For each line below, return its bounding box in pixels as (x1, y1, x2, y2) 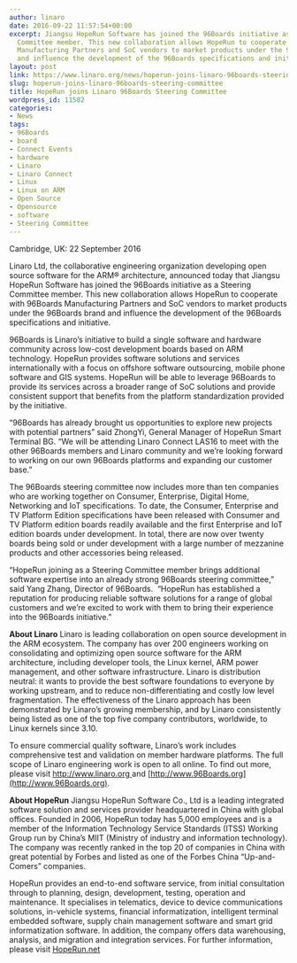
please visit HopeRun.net (9, 944, 101, 954)
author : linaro (9, 12, 65, 22)
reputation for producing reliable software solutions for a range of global (9, 593, 272, 603)
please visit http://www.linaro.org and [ (9, 768, 151, 779)
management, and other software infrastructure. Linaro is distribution (9, 666, 261, 677)
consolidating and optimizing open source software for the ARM (9, 648, 242, 658)
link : (9, 71, 29, 80)
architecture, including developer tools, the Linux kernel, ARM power (9, 656, 259, 667)
